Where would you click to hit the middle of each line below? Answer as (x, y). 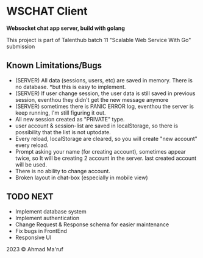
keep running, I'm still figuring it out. (60, 113)
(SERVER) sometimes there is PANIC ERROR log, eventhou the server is (104, 106)
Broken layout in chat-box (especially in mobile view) (81, 177)
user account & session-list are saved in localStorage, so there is (97, 126)
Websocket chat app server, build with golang (66, 28)
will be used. (31, 164)
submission (21, 46)
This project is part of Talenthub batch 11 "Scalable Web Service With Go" (99, 40)
